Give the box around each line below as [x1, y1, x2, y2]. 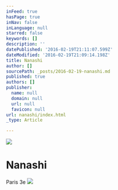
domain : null [11, 95, 43, 101]
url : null [11, 101, 35, 107]
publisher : [6, 85, 33, 91]
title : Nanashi [6, 57, 43, 63]
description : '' [6, 42, 45, 47]
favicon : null [11, 106, 45, 112]
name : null [11, 90, 38, 96]
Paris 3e [6, 179, 26, 186]
